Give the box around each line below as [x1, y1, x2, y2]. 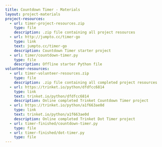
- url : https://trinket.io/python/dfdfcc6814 [9, 84, 105, 90]
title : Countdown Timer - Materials [5, 7, 80, 12]
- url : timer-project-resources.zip [9, 21, 85, 26]
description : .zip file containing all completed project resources [14, 80, 158, 85]
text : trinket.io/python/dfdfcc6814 [14, 94, 90, 98]
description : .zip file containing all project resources [14, 30, 135, 35]
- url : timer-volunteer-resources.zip [9, 71, 90, 76]
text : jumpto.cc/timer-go [14, 44, 67, 49]
